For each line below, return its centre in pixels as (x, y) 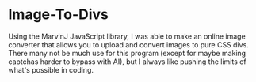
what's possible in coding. (51, 69)
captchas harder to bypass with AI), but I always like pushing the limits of (128, 61)
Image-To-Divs (59, 15)
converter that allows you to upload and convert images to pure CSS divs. (129, 44)
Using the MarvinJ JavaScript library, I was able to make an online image (127, 36)
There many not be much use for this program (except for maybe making (127, 53)
